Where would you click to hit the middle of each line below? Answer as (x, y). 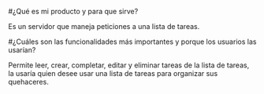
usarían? (22, 50)
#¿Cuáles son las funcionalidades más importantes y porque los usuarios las (132, 42)
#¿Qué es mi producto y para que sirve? (73, 11)
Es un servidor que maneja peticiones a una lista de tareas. (104, 26)
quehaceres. (28, 82)
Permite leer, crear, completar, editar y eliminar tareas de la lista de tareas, (129, 65)
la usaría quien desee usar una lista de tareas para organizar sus (113, 73)
